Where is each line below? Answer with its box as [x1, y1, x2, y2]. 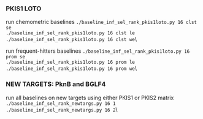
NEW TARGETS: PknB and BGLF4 [6, 80, 106, 88]
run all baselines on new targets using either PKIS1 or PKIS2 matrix [6, 94, 174, 101]
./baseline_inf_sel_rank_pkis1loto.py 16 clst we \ [6, 36, 137, 43]
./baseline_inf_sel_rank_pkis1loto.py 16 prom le [6, 60, 136, 66]
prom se [6, 54, 26, 60]
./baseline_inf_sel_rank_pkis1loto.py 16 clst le [6, 30, 136, 36]
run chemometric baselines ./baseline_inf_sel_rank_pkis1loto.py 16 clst [6, 18, 197, 26]
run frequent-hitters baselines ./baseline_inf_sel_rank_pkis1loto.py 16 [6, 47, 190, 55]
